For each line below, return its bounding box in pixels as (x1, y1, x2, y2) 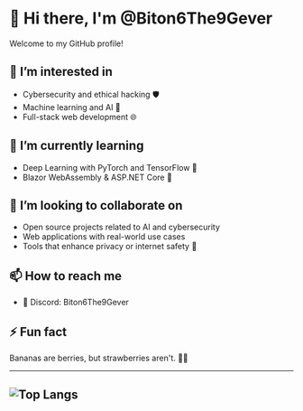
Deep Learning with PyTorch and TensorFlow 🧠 (22, 162, 197, 173)
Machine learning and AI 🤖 (22, 101, 122, 112)
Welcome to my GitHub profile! (9, 38, 124, 49)
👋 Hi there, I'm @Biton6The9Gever (9, 8, 273, 29)
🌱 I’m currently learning (9, 138, 144, 154)
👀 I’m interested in (9, 64, 113, 79)
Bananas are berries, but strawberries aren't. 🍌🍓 (9, 352, 189, 363)
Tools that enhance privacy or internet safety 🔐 (22, 241, 197, 252)
